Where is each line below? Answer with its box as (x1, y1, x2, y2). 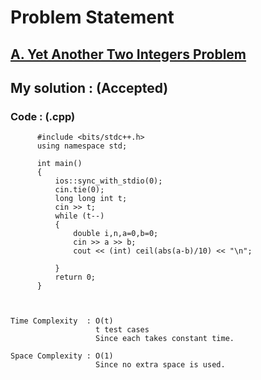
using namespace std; (36, 141, 128, 151)
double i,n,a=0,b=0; (73, 229, 159, 239)
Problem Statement (10, 6, 175, 29)
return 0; (54, 272, 97, 283)
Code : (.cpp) (10, 109, 76, 123)
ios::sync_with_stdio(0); (54, 176, 163, 186)
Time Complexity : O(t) (10, 316, 114, 326)
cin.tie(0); (54, 185, 105, 195)
